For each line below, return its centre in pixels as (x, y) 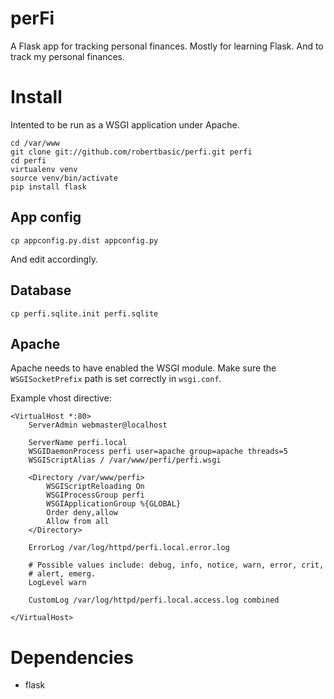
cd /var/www (35, 143)
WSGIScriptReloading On (95, 487)
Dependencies (72, 657)
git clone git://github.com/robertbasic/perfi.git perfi (131, 152)
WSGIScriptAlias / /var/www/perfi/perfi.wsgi (125, 460)
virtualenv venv (44, 169)
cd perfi (28, 160)
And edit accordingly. (54, 259)
